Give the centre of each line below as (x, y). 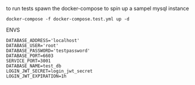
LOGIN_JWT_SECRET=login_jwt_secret (49, 71)
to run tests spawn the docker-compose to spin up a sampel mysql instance (97, 8)
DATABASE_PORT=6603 (30, 56)
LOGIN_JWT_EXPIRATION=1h (36, 76)
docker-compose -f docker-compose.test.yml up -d (68, 19)
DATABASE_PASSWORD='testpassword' (48, 51)
